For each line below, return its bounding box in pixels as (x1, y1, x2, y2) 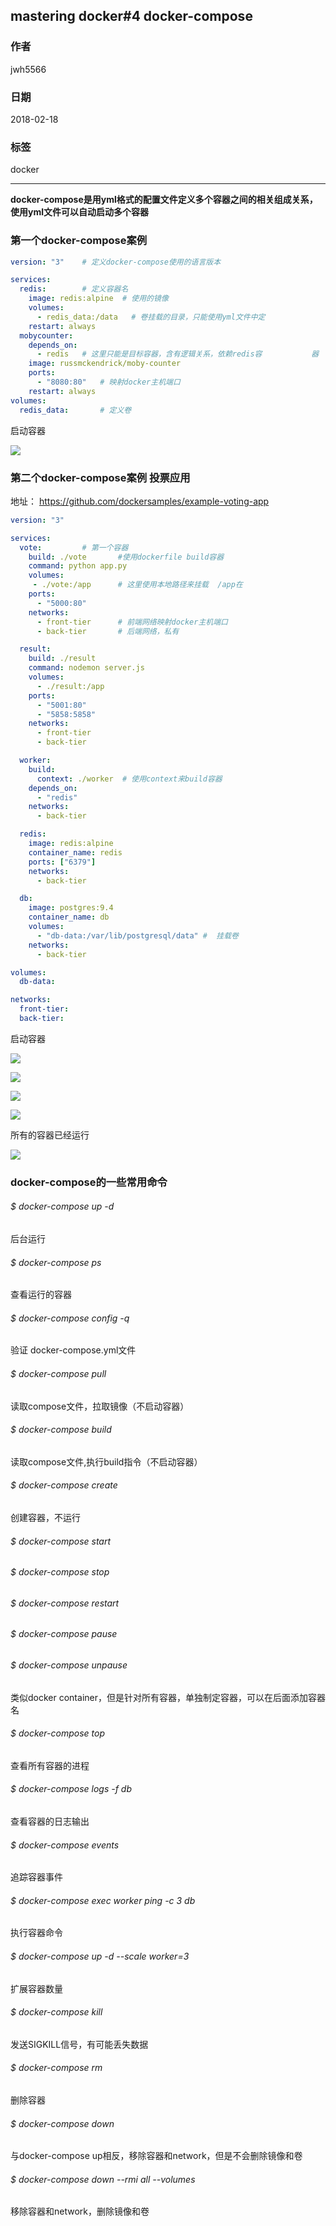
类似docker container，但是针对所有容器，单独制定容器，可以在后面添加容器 (10, 1691, 326, 1703)
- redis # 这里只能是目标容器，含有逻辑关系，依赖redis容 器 (36, 349, 320, 359)
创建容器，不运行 (10, 1512, 81, 1524)
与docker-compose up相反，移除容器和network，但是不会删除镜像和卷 (10, 2150, 303, 2162)
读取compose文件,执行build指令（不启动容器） (10, 1455, 203, 1468)
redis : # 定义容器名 (19, 284, 129, 294)
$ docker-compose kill (10, 2006, 103, 2018)
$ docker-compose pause (10, 1628, 118, 1640)
